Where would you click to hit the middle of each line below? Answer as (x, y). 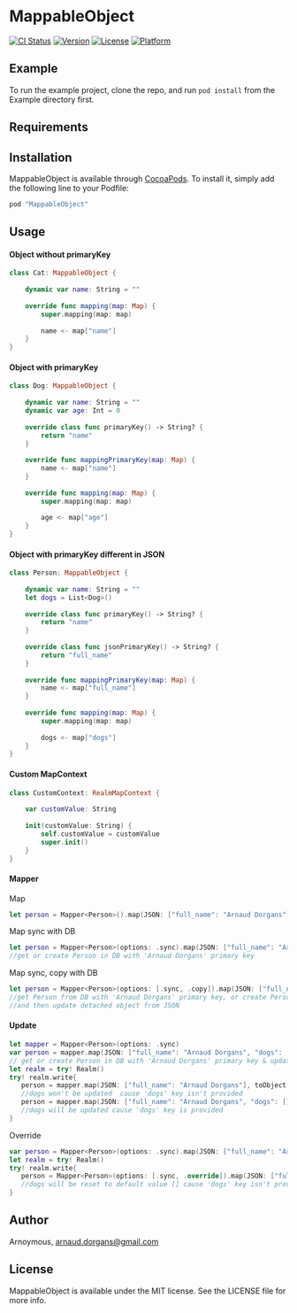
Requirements (49, 127)
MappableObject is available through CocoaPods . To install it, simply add (142, 178)
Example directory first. (52, 99)
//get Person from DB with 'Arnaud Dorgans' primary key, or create (138, 998)
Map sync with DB (42, 931)
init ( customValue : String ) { (79, 826)
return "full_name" (77, 655)
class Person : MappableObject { (69, 573)
